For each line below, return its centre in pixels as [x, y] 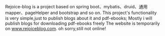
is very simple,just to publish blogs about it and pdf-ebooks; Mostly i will [79, 18]
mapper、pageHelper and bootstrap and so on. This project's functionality [81, 13]
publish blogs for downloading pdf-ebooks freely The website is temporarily [82, 23]
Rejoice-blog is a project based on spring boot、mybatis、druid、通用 [76, 7]
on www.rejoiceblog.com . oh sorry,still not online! [56, 28]
